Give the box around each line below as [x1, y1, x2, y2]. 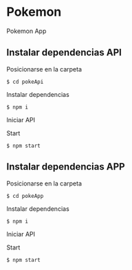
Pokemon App [6, 27, 47, 35]
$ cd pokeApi [6, 78, 44, 85]
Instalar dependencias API [6, 47, 122, 58]
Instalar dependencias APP [6, 161, 125, 172]
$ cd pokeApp [6, 192, 44, 199]
